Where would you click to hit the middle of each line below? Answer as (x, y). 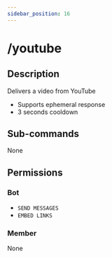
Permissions (35, 172)
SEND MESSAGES (38, 208)
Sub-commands (43, 134)
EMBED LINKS (35, 216)
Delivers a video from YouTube (51, 91)
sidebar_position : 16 (39, 14)
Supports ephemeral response (61, 104)
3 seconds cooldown (48, 112)
